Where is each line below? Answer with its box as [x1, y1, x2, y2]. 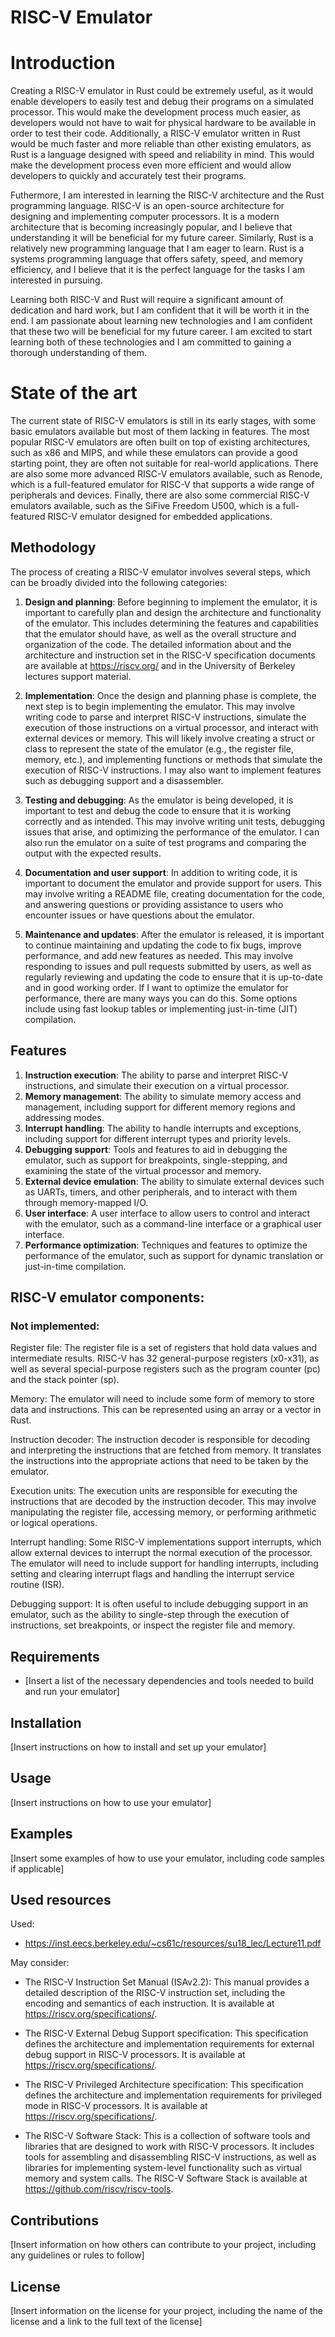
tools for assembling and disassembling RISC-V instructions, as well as [24, 2151, 317, 2163]
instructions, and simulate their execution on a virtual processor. [24, 1079, 290, 1091]
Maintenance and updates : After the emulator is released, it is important [24, 928, 325, 940]
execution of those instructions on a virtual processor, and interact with [24, 721, 319, 733]
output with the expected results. [24, 847, 162, 859]
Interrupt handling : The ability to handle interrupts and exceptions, [24, 1122, 302, 1134]
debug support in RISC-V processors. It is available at [24, 2049, 246, 2061]
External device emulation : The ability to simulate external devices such [24, 1175, 325, 1187]
